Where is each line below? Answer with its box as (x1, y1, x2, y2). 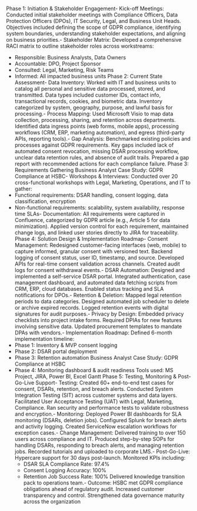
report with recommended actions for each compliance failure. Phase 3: (14, 160, 189, 167)
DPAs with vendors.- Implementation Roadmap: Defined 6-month (14, 329, 172, 336)
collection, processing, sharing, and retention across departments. (14, 117, 176, 123)
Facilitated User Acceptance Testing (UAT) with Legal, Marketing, (14, 398, 173, 405)
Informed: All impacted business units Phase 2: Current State (14, 73, 163, 79)
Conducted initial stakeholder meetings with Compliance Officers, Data (6, 11, 178, 18)
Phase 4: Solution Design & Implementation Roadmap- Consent (14, 235, 168, 242)
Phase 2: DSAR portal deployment (14, 348, 97, 355)
